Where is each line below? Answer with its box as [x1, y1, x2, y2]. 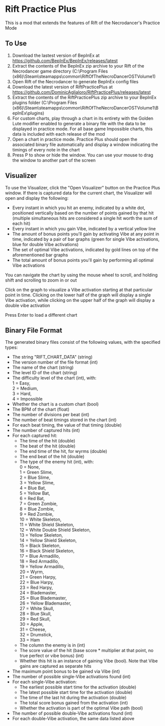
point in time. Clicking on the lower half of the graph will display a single [5, 292, 151, 298]
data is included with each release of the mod [12, 131, 105, 137]
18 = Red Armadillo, [19, 558, 60, 564]
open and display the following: [5, 195, 69, 201]
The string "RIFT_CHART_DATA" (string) [12, 354, 93, 360]
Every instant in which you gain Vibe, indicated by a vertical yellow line [12, 225, 156, 231]
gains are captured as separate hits [19, 663, 92, 669]
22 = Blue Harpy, [19, 580, 54, 585]
